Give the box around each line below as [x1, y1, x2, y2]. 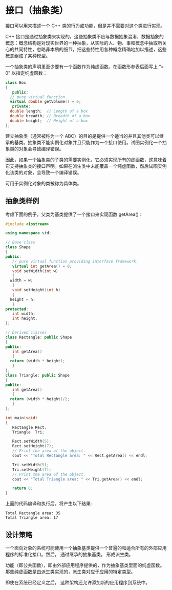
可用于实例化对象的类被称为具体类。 [5, 180, 82, 186]
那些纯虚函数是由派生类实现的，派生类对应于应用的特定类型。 [5, 569, 136, 575]
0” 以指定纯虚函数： [5, 70, 48, 76]
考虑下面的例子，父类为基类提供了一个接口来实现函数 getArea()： [5, 211, 143, 217]
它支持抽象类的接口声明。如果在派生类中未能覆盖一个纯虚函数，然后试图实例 [5, 163, 167, 169]
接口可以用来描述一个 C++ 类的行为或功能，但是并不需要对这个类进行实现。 [5, 23, 165, 29]
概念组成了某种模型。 [5, 52, 50, 59]
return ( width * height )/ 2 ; [10, 397, 70, 402]
